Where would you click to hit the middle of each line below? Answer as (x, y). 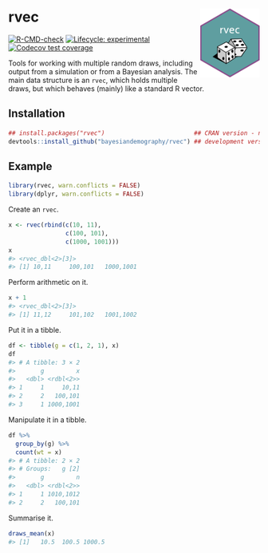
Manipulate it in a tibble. (47, 420)
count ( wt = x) (39, 452)
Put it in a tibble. (35, 330)
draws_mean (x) (32, 533)
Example (30, 166)
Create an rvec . (33, 209)
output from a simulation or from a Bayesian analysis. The (103, 71)
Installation (37, 114)
